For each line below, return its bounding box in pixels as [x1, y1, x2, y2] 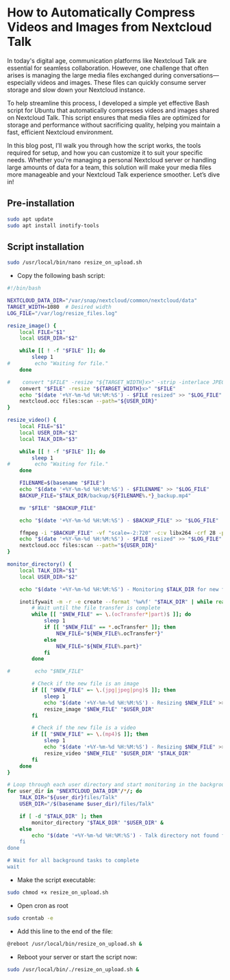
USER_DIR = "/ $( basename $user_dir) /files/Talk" [19, 801, 155, 807]
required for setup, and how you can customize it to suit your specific [7, 149, 203, 157]
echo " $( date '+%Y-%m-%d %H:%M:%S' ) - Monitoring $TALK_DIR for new [19, 586, 219, 593]
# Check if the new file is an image [31, 680, 139, 688]
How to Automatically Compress [7, 5, 195, 21]
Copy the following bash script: [16, 272, 105, 280]
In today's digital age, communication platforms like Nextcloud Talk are [7, 56, 207, 64]
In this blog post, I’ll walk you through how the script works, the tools [7, 141, 201, 149]
